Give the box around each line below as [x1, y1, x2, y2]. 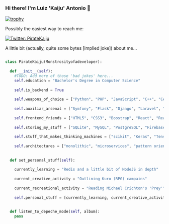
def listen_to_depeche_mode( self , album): [10, 209, 100, 214]
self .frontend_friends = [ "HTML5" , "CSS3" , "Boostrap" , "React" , [14, 115, 154, 120]
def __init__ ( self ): [10, 69, 53, 74]
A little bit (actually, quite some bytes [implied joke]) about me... [5, 45, 137, 51]
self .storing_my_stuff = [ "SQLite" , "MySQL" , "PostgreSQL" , [14, 125, 143, 130]
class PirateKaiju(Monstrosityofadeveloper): [5, 59, 102, 64]
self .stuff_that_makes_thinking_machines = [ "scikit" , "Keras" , [14, 134, 152, 139]
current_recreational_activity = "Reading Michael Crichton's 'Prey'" [14, 186, 165, 191]
